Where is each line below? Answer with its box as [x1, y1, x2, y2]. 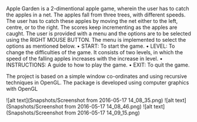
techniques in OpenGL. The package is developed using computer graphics [6, 79, 189, 86]
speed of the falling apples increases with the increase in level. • [6, 55, 163, 62]
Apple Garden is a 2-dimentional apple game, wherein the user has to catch [6, 5, 189, 12]
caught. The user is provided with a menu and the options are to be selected [6, 30, 191, 37]
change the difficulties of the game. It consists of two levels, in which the [6, 49, 183, 55]
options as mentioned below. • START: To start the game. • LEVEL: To [6, 42, 175, 50]
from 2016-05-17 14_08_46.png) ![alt [64, 103, 153, 110]
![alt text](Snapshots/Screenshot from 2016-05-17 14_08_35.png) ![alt [6, 97, 175, 104]
